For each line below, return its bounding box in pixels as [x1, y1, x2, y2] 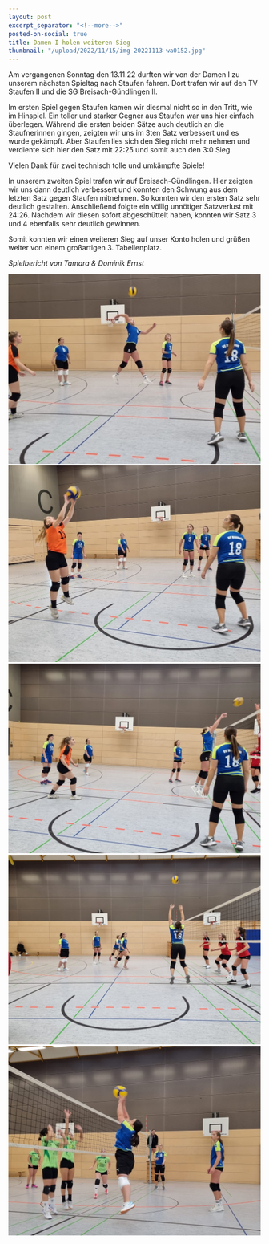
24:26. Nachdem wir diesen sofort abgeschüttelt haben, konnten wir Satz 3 [8, 210, 257, 220]
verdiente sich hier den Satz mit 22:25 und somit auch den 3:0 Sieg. [8, 145, 232, 155]
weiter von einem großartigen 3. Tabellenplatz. [8, 243, 163, 253]
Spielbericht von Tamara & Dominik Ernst [8, 258, 145, 268]
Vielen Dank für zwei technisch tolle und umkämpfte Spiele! [8, 161, 205, 170]
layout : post [8, 13, 52, 21]
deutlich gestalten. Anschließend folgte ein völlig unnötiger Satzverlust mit [8, 201, 254, 212]
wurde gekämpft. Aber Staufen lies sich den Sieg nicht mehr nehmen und [8, 136, 251, 146]
